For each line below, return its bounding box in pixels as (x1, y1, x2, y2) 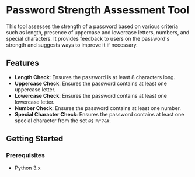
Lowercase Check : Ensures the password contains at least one (14, 92, 168, 99)
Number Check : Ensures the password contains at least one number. (14, 104, 181, 111)
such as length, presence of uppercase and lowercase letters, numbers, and (6, 29, 190, 36)
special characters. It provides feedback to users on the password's (6, 35, 170, 42)
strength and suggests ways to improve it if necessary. (6, 41, 138, 48)
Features (6, 58, 39, 68)
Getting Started (6, 134, 64, 144)
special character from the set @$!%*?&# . (14, 117, 111, 124)
